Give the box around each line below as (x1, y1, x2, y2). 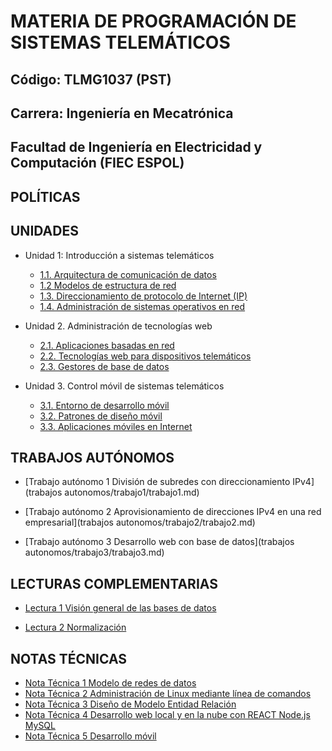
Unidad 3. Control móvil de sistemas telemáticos (24, 380, 225, 392)
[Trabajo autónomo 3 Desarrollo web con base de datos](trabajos (24, 536, 295, 548)
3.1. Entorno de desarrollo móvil (39, 399, 170, 411)
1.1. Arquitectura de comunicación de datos (39, 268, 217, 280)
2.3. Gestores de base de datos (39, 360, 170, 372)
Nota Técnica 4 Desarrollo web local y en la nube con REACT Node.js (24, 709, 311, 720)
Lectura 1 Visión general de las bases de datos (24, 602, 217, 614)
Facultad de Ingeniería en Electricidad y (10, 139, 263, 156)
